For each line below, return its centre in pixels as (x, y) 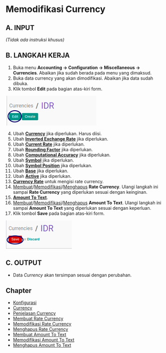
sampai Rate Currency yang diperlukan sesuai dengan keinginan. (80, 192)
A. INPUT (20, 28)
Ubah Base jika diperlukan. (41, 171)
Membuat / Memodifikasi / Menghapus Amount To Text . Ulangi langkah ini (87, 203)
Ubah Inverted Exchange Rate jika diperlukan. (61, 139)
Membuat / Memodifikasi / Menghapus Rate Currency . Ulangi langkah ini (85, 187)
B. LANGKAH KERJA (38, 55)
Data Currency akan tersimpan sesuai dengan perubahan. (72, 275)
